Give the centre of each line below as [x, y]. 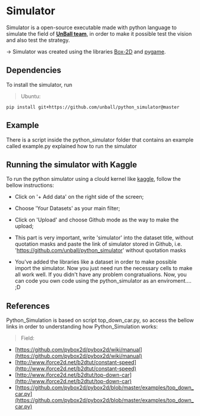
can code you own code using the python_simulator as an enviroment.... [103, 281]
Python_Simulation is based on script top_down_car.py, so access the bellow [100, 320]
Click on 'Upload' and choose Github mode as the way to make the [97, 220]
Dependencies [34, 71]
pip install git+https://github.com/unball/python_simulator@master [93, 107]
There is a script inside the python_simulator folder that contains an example [100, 140]
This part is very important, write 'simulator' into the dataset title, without [104, 238]
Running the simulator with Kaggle [72, 165]
